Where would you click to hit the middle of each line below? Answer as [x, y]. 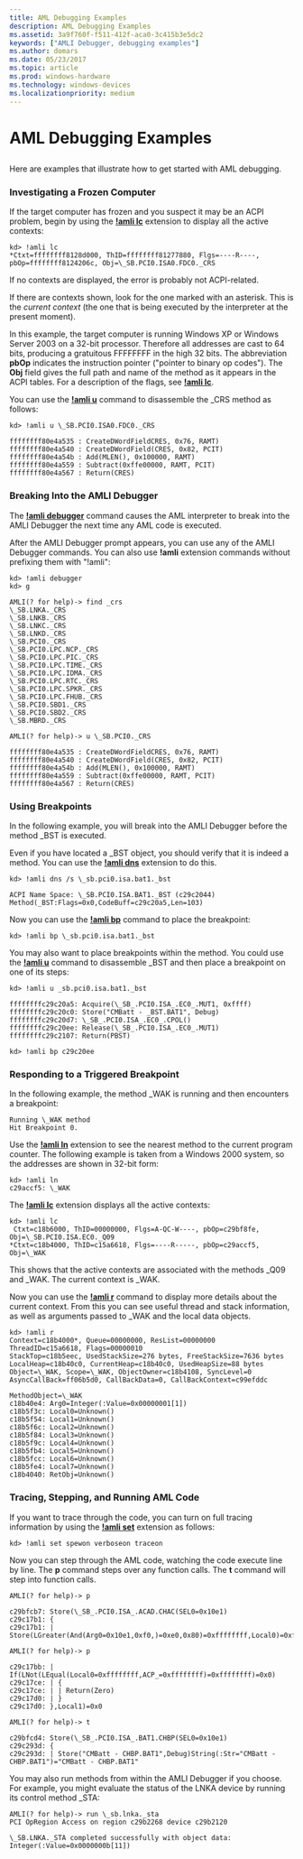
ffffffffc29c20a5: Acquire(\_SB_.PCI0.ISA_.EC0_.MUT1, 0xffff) [131, 1004]
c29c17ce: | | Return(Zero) [62, 1690]
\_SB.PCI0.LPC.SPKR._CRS [56, 689]
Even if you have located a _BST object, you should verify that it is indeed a [149, 853]
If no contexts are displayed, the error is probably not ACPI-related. [134, 280]
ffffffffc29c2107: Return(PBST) [70, 1036]
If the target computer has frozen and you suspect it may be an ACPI [137, 212]
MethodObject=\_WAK [46, 1396]
